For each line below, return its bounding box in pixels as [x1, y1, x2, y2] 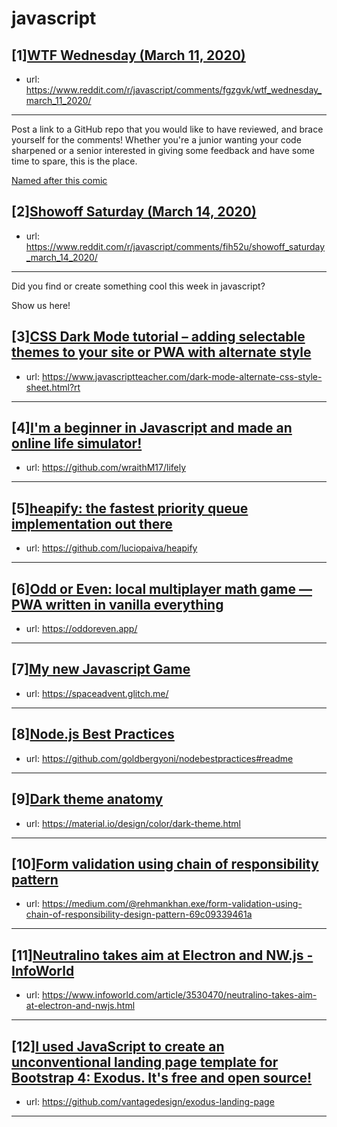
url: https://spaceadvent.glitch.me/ [25, 687, 169, 699]
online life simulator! [11, 435, 143, 452]
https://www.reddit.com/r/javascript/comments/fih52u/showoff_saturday [25, 240, 326, 252]
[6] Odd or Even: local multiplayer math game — [11, 580, 313, 597]
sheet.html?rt [25, 381, 81, 393]
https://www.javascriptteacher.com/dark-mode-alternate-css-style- [41, 370, 323, 382]
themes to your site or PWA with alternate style [11, 344, 312, 361]
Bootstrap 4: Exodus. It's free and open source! [11, 1069, 313, 1086]
